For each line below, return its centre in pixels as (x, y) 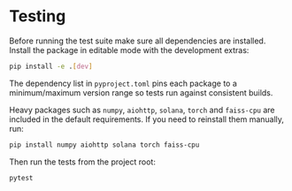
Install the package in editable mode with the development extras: (129, 50)
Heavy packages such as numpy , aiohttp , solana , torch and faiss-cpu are (142, 110)
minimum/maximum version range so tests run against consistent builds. (141, 92)
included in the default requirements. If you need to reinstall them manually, (147, 119)
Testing (38, 16)
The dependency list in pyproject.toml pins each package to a (123, 83)
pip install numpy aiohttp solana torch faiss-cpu (104, 145)
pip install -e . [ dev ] (51, 66)
